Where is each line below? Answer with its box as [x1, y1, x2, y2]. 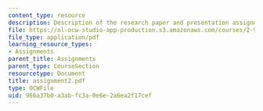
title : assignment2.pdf [8, 77, 86, 84]
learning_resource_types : [8, 41, 92, 48]
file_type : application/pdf [8, 33, 100, 41]
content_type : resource [8, 11, 86, 20]
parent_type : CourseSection [8, 63, 100, 70]
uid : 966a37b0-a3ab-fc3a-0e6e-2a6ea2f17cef [8, 91, 153, 99]
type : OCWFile [8, 84, 55, 92]
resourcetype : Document [8, 70, 86, 77]
